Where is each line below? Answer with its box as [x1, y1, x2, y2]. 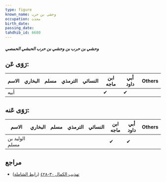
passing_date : [5, 26, 35, 31]
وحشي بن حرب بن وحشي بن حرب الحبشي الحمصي [5, 45, 99, 51]
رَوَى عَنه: [5, 106, 30, 114]
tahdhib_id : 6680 [5, 30, 41, 35]
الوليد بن [7, 135, 26, 142]
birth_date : [5, 21, 30, 26]
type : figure [5, 7, 32, 12]
